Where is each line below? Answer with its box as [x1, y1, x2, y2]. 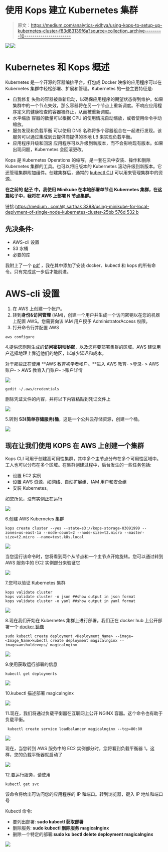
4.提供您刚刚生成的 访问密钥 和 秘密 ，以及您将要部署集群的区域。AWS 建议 [5, 344, 157, 350]
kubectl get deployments [5, 671, 57, 676]
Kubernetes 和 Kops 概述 [5, 62, 110, 73]
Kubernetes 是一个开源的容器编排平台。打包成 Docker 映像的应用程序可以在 [5, 79, 162, 85]
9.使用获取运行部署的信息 [5, 661, 58, 667]
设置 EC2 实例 [12, 473, 42, 479]
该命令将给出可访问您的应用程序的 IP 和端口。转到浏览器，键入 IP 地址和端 [5, 791, 159, 797]
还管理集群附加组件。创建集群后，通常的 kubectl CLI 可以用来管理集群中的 [5, 169, 159, 176]
